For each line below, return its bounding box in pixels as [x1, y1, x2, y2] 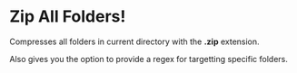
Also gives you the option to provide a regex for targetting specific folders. [9, 53, 289, 64]
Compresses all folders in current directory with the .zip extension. [9, 36, 261, 47]
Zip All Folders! [9, 6, 126, 27]
